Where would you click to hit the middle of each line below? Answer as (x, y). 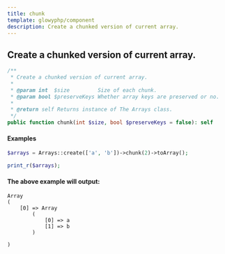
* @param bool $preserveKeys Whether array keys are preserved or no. (115, 97)
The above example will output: (54, 181)
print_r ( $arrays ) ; (34, 166)
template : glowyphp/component (51, 20)
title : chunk (26, 14)
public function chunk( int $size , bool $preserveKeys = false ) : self (110, 122)
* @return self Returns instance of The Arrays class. (91, 110)
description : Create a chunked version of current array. (93, 26)
